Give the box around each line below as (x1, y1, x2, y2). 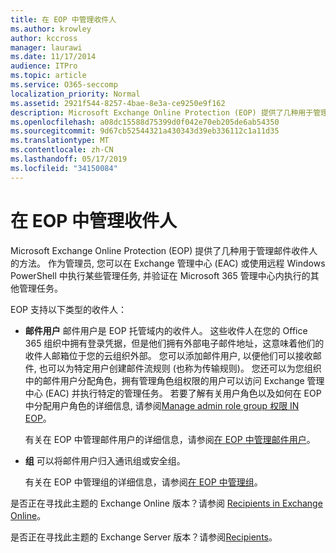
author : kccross (10, 33, 78, 43)
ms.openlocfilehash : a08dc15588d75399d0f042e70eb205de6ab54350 (10, 117, 280, 127)
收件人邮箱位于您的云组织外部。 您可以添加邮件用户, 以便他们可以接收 (24, 349, 313, 361)
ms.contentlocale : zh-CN (10, 145, 114, 155)
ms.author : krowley (10, 24, 92, 34)
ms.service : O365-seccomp (10, 80, 118, 90)
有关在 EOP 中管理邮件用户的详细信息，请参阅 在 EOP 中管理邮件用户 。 (24, 433, 316, 445)
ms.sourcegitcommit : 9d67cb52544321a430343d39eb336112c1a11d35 (10, 126, 280, 136)
